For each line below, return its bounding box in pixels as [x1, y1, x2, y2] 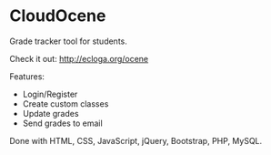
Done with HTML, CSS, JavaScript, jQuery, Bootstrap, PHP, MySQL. [9, 135, 263, 146]
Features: [9, 70, 45, 82]
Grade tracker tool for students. [9, 36, 127, 46]
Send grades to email [22, 118, 103, 129]
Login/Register [22, 88, 78, 99]
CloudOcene [9, 5, 106, 26]
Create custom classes [22, 98, 109, 109]
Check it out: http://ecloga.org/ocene [9, 53, 149, 64]
